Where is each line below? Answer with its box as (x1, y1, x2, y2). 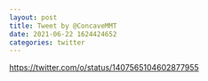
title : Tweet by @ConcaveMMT (9, 21, 117, 30)
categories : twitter (9, 37, 86, 47)
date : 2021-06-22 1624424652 (9, 29, 117, 38)
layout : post (9, 12, 58, 22)
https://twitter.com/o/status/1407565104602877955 (9, 62, 200, 73)
